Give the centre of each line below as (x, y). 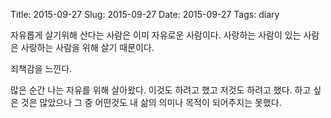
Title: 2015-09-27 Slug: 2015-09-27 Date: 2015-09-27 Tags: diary (145, 14)
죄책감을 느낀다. (41, 68)
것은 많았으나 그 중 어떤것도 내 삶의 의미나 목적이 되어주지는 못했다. (151, 102)
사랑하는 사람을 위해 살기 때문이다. (87, 47)
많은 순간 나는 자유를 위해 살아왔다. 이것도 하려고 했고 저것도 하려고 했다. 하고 (161, 90)
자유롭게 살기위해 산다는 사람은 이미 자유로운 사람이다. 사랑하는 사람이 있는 (156, 35)
